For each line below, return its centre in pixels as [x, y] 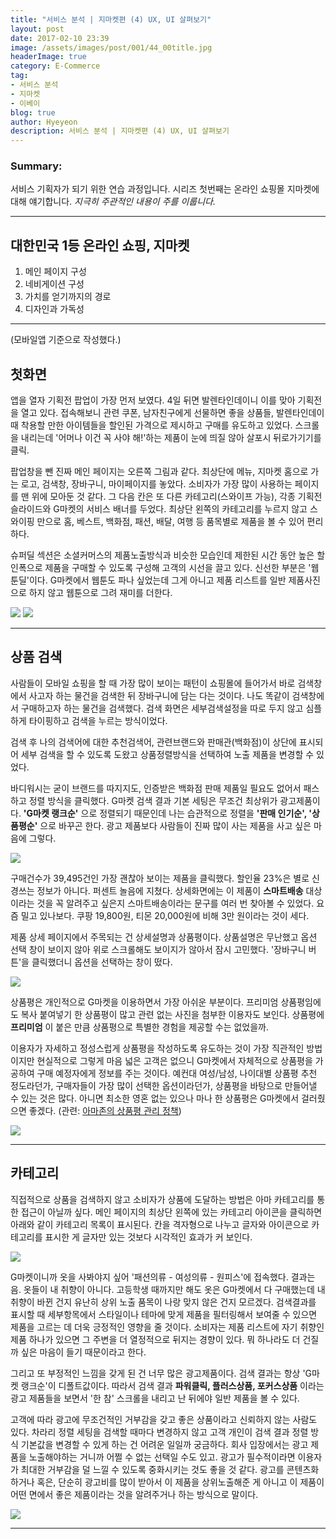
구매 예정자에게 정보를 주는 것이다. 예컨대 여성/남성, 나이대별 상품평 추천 [177, 1073]
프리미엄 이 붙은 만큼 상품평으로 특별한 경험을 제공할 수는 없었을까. [140, 1027]
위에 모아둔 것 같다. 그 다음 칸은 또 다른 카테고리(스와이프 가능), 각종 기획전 [177, 497]
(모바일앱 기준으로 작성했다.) [66, 340]
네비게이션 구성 [54, 284]
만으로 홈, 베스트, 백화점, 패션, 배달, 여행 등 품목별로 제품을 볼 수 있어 [170, 522]
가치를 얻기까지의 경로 [68, 297]
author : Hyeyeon [44, 122]
